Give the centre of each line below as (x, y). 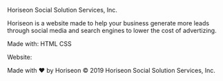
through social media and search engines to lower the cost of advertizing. (112, 31)
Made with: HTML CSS (39, 44)
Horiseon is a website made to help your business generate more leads (108, 23)
